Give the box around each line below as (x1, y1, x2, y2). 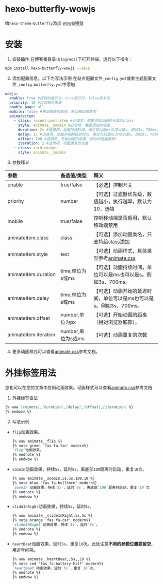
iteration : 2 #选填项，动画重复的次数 (17, 141, 89, 146)
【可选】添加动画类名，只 (93, 231, 152, 237)
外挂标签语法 (12, 395, 38, 401)
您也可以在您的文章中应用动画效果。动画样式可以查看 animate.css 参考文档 (5, 384, 153, 390)
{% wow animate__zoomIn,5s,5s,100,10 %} (12, 476, 95, 481)
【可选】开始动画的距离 (93, 311, 147, 318)
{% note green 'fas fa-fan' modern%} (12, 443, 89, 448)
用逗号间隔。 (12, 547, 38, 553)
